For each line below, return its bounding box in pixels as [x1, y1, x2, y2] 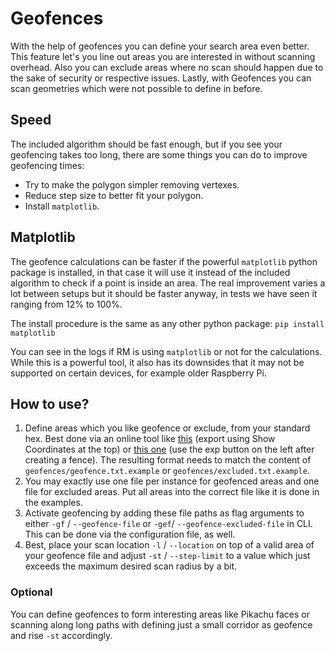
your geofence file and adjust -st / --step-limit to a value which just [24, 550, 311, 562]
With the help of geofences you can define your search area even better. [10, 40, 310, 52]
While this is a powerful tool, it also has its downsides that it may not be [10, 356, 305, 368]
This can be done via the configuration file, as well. [24, 528, 236, 541]
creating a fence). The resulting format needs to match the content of [24, 454, 312, 466]
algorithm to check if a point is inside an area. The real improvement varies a [10, 277, 326, 289]
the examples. [24, 497, 83, 509]
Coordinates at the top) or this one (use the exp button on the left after [24, 443, 315, 456]
